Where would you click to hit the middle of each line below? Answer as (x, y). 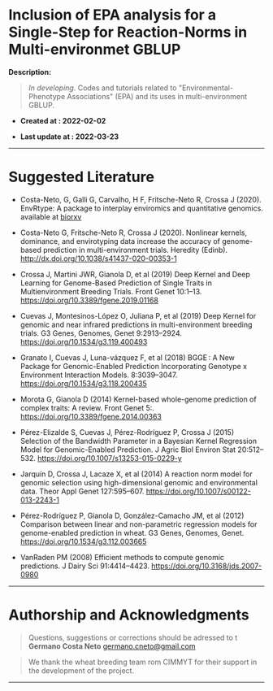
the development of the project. (81, 670)
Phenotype (47, 96)
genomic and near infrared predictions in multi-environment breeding (136, 324)
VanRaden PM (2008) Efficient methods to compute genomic (122, 557)
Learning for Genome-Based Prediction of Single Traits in (116, 283)
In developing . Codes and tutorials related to (102, 88)
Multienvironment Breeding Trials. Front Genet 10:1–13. (111, 291)
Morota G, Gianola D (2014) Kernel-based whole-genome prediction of (139, 399)
